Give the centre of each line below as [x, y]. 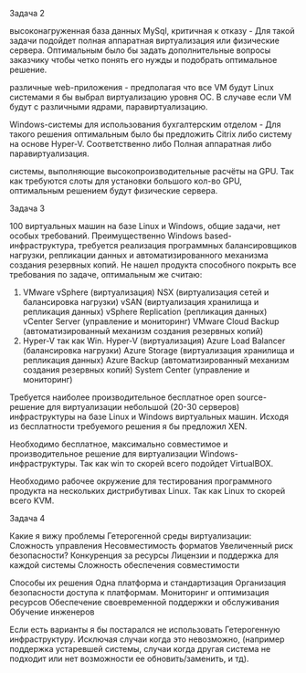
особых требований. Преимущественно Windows [106, 236]
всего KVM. [32, 500]
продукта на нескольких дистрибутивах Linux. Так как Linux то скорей [148, 491]
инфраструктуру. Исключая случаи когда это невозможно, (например [147, 639]
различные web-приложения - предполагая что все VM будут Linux [142, 87]
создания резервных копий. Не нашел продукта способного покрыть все [153, 265]
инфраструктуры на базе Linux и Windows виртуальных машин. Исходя [149, 416]
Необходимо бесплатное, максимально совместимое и [119, 444]
